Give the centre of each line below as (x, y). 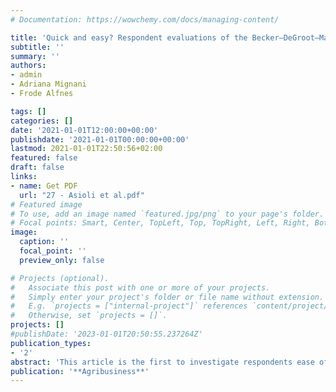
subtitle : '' (37, 47)
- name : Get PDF (44, 186)
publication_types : (51, 343)
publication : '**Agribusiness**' (80, 371)
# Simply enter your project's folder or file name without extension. (167, 297)
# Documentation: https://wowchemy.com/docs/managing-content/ (145, 19)
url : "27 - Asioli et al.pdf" (82, 195)
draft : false (37, 167)
